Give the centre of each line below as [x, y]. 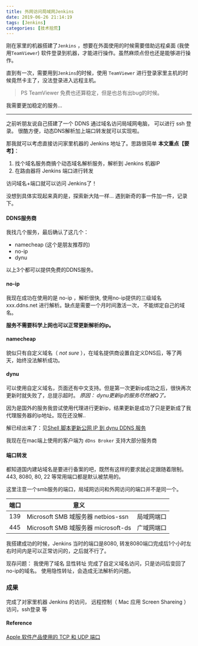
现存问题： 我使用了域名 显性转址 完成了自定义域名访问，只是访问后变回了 [96, 564]
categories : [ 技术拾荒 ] [33, 28]
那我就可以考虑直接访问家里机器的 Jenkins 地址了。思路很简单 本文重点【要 [98, 144]
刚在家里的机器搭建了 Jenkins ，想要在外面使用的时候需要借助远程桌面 [91, 46]
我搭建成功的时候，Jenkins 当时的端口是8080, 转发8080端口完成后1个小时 [96, 544]
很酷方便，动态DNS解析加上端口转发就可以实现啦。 [80, 131]
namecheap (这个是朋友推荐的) [52, 245]
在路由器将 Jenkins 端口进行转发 [54, 171]
